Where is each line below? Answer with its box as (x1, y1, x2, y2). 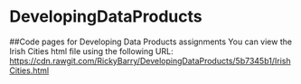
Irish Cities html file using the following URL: (9, 45, 174, 56)
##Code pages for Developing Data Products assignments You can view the (9, 36, 292, 47)
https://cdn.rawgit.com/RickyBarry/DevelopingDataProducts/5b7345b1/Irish (9, 55, 291, 66)
